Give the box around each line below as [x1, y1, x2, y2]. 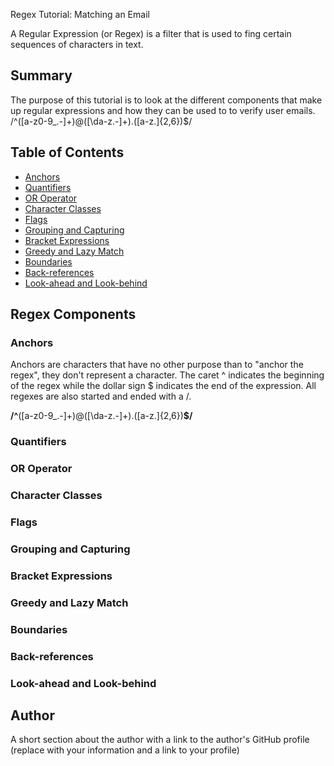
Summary [10, 67, 73, 84]
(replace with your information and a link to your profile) [10, 744, 240, 756]
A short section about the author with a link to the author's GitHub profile [10, 734, 310, 746]
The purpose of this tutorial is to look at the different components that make [10, 94, 323, 106]
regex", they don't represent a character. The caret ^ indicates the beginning [10, 369, 325, 381]
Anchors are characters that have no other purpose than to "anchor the [10, 359, 304, 371]
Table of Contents [10, 144, 125, 161]
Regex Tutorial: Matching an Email [10, 9, 150, 20]
